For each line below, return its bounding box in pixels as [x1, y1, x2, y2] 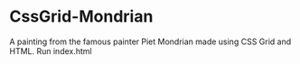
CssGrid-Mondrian [9, 6, 154, 27]
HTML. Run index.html [9, 45, 92, 56]
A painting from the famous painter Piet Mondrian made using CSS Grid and [9, 36, 292, 47]
